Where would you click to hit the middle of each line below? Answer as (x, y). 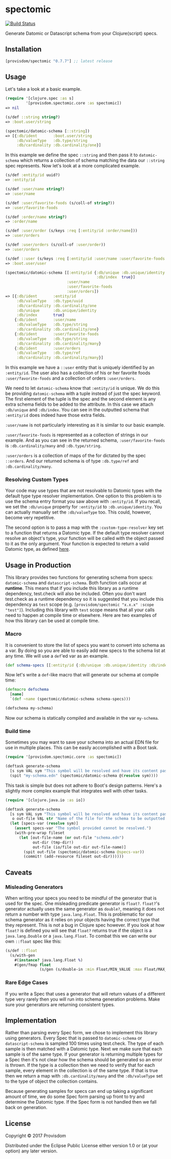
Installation (23, 49)
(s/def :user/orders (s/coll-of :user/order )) (55, 245)
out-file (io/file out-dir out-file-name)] (79, 847)
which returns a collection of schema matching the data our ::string (92, 160)
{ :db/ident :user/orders (48, 348)
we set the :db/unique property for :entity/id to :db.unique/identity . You (84, 507)
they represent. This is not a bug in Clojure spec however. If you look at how (85, 925)
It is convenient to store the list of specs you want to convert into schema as (85, 645)
